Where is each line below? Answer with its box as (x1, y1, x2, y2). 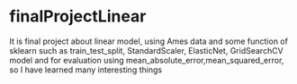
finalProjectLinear (9, 6, 147, 27)
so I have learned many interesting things (9, 64, 163, 75)
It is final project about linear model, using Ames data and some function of (9, 36, 288, 46)
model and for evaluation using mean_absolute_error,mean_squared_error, (9, 55, 284, 65)
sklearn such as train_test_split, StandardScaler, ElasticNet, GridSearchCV (9, 45, 283, 55)
